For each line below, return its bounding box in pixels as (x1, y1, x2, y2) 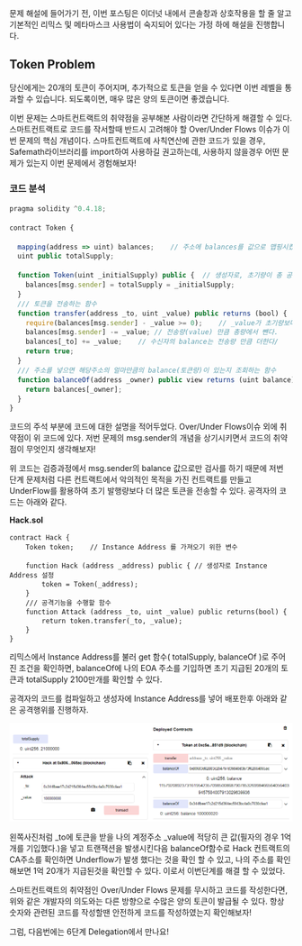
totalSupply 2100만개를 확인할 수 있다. (25, 674, 163, 685)
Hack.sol (9, 514, 43, 525)
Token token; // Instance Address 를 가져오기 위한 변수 (25, 543, 238, 552)
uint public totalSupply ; (17, 251, 115, 261)
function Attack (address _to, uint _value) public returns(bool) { (25, 607, 288, 617)
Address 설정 (9, 571, 55, 580)
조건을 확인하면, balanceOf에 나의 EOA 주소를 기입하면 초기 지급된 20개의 (18, 663, 280, 674)
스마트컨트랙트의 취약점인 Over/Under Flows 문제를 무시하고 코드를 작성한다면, (9, 884, 288, 895)
